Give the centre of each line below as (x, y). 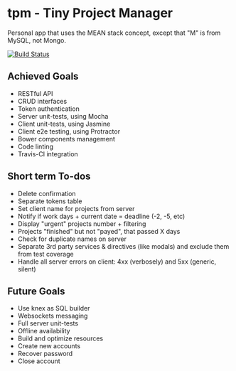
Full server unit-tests (48, 323)
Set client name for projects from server (76, 208)
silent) (27, 269)
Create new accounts (49, 346)
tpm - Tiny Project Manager (90, 13)
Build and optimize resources (60, 338)
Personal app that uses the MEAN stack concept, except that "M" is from (114, 33)
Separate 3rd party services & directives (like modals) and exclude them (123, 246)
